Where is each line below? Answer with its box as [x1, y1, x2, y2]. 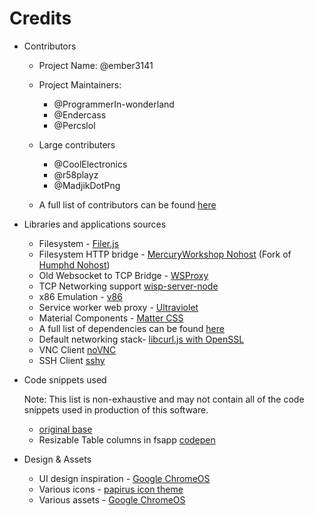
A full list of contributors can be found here [38, 198, 217, 211]
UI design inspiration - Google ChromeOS [38, 472, 211, 484]
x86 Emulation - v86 [38, 290, 123, 302]
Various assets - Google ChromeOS [38, 493, 186, 506]
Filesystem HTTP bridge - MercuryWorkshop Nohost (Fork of [38, 248, 292, 260]
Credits [9, 7, 72, 30]
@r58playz [53, 168, 99, 181]
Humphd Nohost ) [38, 258, 111, 271]
